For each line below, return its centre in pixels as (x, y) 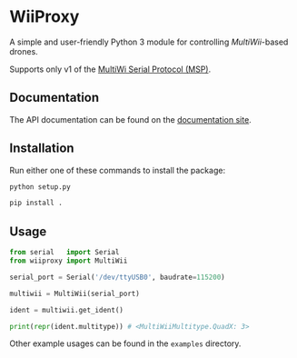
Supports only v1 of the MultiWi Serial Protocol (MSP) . (110, 69)
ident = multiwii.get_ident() (67, 310)
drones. (24, 51)
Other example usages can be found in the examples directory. (125, 343)
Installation (42, 149)
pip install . (36, 203)
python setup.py (40, 187)
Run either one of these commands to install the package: (117, 170)
